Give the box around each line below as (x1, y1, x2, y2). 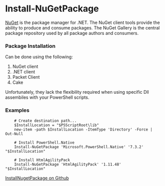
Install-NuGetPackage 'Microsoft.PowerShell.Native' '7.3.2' (14, 144, 144, 150)
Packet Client (12, 74, 40, 80)
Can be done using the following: (5, 54, 73, 60)
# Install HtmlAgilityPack (14, 158, 70, 163)
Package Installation (5, 42, 56, 49)
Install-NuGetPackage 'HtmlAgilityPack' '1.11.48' (14, 162, 122, 167)
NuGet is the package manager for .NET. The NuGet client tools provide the (5, 19, 161, 25)
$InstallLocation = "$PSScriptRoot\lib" (14, 123, 99, 128)
